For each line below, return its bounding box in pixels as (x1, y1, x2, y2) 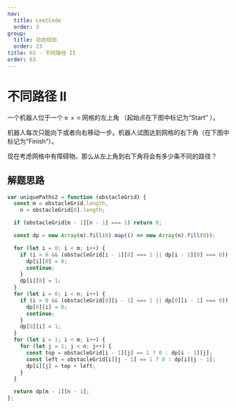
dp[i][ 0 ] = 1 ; (20, 277, 61, 285)
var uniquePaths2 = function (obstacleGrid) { (7, 193, 147, 200)
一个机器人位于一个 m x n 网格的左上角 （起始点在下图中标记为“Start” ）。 (7, 113, 220, 122)
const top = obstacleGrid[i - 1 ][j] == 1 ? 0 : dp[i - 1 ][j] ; (25, 349, 213, 356)
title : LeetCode (13, 17, 61, 24)
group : (7, 30, 27, 37)
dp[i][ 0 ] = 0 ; (25, 257, 68, 264)
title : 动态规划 (13, 37, 58, 44)
